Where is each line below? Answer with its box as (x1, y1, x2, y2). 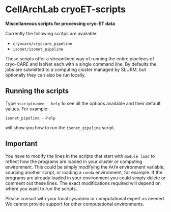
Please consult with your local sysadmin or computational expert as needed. (5, 195, 165, 201)
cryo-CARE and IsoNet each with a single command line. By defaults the (5, 61, 157, 67)
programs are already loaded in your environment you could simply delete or (5, 175, 166, 181)
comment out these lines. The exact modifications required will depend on (5, 180, 161, 186)
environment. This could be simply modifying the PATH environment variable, (5, 163, 165, 170)
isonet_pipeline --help (5, 115, 56, 121)
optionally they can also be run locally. (5, 72, 86, 78)
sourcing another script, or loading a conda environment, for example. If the (5, 169, 163, 175)
